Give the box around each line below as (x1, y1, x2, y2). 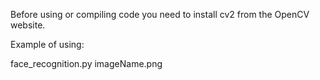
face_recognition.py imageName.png (10, 58, 163, 69)
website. (10, 19, 46, 31)
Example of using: (10, 39, 85, 50)
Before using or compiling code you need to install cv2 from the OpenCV (10, 9, 310, 20)
